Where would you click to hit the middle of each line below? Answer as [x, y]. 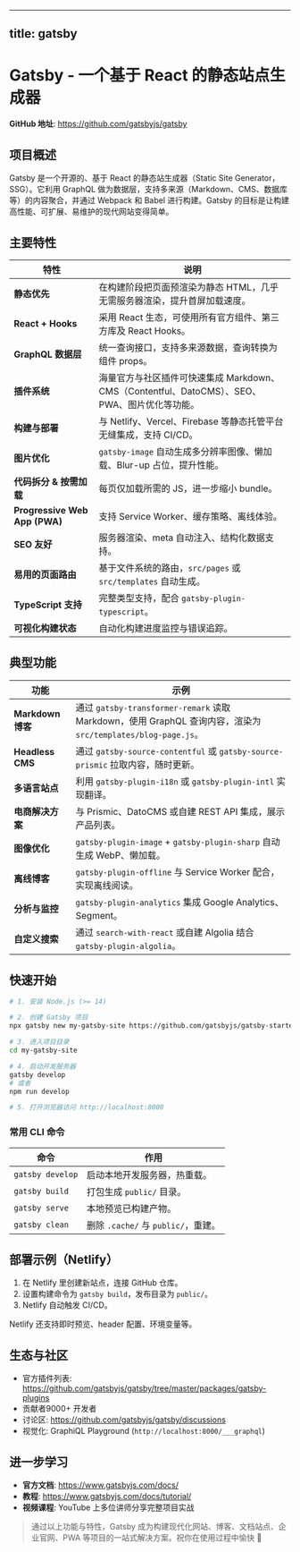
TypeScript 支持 [48, 605]
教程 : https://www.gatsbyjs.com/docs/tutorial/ [107, 1497]
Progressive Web [51, 510]
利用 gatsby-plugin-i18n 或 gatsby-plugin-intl [175, 781]
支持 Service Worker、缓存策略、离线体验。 [191, 516]
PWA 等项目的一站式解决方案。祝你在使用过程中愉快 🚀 [162, 1538]
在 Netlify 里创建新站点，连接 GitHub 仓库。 [102, 1283]
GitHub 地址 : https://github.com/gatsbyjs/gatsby [98, 124]
